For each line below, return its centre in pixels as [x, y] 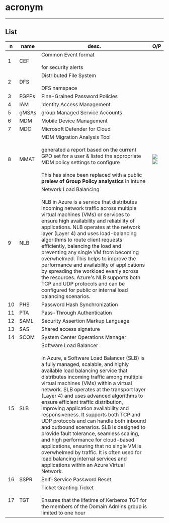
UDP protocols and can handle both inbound [94, 421]
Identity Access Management [76, 104]
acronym [24, 7]
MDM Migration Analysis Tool [76, 137]
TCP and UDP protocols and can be [83, 283]
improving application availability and [85, 408]
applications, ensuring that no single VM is [91, 446]
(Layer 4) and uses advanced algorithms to [92, 396]
